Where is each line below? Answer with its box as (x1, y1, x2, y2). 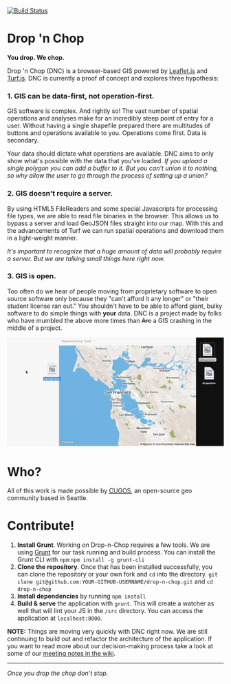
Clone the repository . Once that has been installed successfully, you (16, 563, 213, 571)
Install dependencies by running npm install (16, 592, 146, 601)
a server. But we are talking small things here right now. (7, 254, 165, 262)
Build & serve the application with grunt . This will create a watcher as (16, 599, 214, 608)
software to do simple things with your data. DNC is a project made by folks (7, 309, 222, 317)
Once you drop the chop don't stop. (7, 669, 109, 678)
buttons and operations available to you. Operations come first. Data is (7, 129, 208, 137)
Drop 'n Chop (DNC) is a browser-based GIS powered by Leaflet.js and (7, 66, 208, 75)
